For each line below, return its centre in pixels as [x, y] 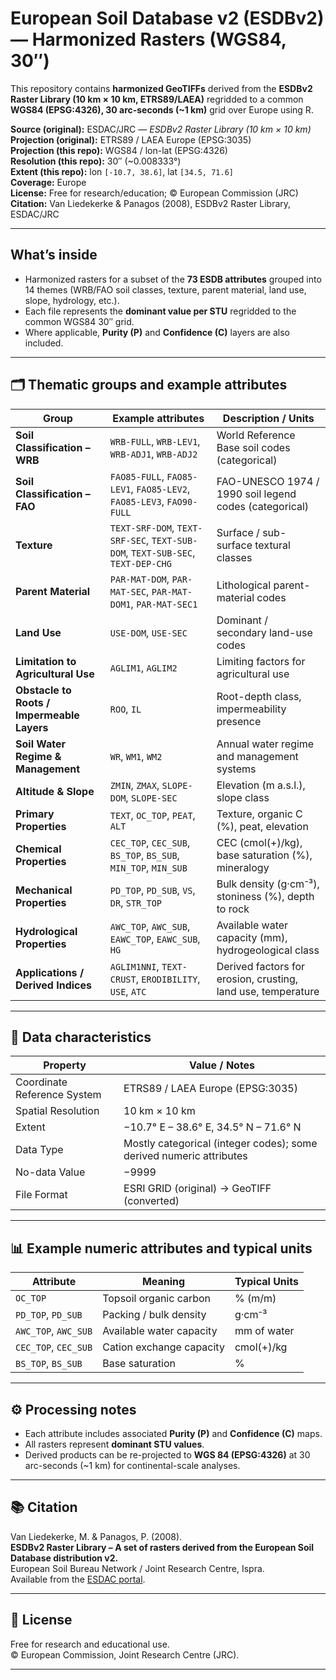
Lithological [244, 585]
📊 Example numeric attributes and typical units [161, 1248]
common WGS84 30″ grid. [79, 321]
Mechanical [44, 890]
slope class [243, 797]
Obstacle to [43, 690]
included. [44, 343]
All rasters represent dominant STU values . [114, 1444]
